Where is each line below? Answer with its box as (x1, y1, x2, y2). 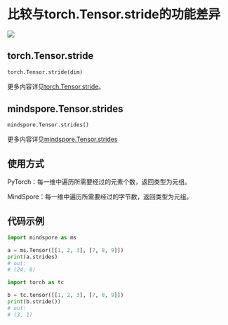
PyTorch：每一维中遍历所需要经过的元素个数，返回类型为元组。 (7, 178, 191, 186)
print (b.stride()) (7, 298, 61, 305)
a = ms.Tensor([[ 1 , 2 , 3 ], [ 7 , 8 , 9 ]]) (7, 246, 124, 253)
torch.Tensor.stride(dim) (7, 68, 83, 76)
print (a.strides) (7, 253, 58, 260)
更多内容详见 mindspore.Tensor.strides (7, 135, 118, 144)
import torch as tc (7, 279, 65, 286)
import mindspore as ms (7, 234, 77, 241)
